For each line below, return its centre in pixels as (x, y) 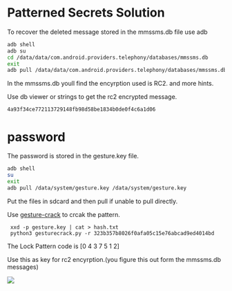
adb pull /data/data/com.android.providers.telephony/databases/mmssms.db (117, 71)
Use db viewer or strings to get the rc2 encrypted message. (92, 97)
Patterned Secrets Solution (86, 13)
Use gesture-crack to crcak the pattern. (64, 214)
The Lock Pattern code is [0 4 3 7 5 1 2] (63, 246)
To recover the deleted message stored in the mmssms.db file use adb (108, 32)
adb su (17, 51)
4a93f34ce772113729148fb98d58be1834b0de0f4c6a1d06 (81, 110)
